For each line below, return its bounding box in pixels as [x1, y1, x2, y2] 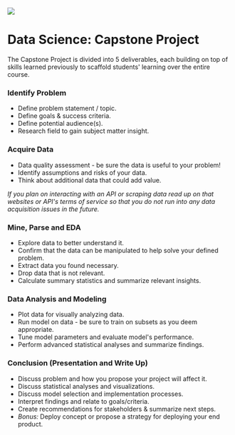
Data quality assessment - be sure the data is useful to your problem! [17, 161, 221, 169]
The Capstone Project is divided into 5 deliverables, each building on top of [7, 55, 229, 64]
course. [7, 70, 30, 79]
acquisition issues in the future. [7, 205, 100, 213]
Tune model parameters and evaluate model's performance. [17, 333, 194, 341]
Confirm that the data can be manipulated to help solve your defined [17, 246, 219, 255]
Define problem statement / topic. [17, 104, 117, 113]
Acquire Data [7, 144, 54, 154]
